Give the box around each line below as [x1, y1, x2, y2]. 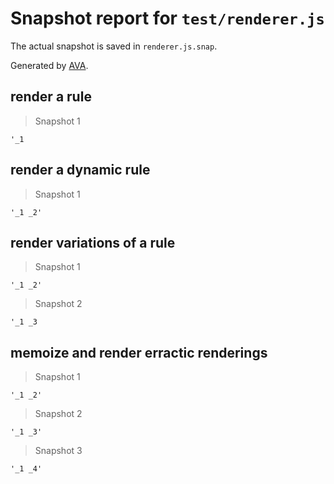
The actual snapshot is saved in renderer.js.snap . [10, 40, 218, 52]
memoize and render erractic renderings [10, 344, 268, 361]
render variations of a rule [10, 234, 176, 251]
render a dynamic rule [10, 162, 151, 179]
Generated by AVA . [10, 59, 89, 71]
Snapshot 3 [34, 445, 83, 457]
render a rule [10, 88, 92, 106]
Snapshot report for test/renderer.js [10, 7, 325, 30]
